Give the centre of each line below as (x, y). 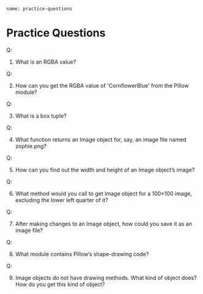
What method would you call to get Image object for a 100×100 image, (104, 194)
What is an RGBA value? (46, 62)
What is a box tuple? (41, 116)
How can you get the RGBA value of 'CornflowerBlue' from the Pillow (102, 85)
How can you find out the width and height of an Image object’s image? (105, 170)
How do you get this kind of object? (60, 284)
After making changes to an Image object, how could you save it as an (104, 224)
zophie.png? (31, 146)
